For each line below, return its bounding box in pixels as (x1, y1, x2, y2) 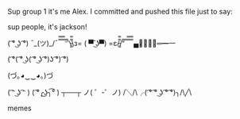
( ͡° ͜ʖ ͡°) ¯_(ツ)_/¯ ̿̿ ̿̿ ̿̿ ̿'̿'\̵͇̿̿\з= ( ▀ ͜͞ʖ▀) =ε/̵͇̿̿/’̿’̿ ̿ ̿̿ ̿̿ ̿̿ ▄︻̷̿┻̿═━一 (7, 39, 176, 48)
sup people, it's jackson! (7, 22, 87, 31)
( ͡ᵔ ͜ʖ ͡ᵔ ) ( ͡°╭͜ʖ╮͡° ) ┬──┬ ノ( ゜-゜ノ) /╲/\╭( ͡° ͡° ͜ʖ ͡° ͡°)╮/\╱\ (7, 87, 192, 97)
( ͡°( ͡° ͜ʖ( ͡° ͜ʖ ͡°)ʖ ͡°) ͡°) (7, 55, 69, 63)
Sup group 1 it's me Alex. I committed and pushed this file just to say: (7, 7, 234, 16)
